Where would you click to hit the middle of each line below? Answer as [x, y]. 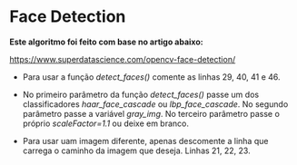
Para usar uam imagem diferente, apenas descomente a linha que [145, 141]
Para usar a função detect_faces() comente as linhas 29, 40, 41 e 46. [151, 77]
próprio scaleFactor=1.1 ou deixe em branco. [105, 123]
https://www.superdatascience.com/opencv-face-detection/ [123, 59]
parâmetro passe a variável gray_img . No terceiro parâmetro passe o [151, 113]
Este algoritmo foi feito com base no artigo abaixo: [106, 42]
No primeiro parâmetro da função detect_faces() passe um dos [141, 94]
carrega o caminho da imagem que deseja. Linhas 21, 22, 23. [137, 150]
